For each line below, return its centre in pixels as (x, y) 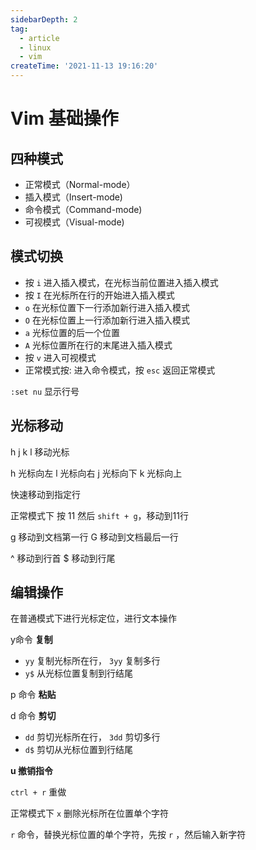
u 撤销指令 (32, 771)
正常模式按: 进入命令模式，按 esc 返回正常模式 (120, 370)
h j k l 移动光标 (40, 452)
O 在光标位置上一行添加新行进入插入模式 (107, 320)
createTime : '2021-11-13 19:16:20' (84, 66)
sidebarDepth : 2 (44, 19)
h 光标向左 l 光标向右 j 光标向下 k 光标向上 (96, 473)
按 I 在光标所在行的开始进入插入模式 (99, 295)
